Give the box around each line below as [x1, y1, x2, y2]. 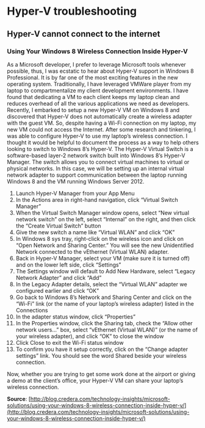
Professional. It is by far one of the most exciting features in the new [7, 73, 179, 81]
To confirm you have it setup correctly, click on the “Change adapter [15, 345, 189, 353]
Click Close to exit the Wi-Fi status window [15, 339, 124, 346]
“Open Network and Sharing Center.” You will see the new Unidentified [15, 242, 194, 249]
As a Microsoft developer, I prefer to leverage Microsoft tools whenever [7, 61, 187, 68]
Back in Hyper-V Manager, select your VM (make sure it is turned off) [15, 254, 190, 262]
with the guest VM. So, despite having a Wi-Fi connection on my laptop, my [7, 119, 197, 127]
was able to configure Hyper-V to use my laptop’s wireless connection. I [7, 132, 188, 139]
